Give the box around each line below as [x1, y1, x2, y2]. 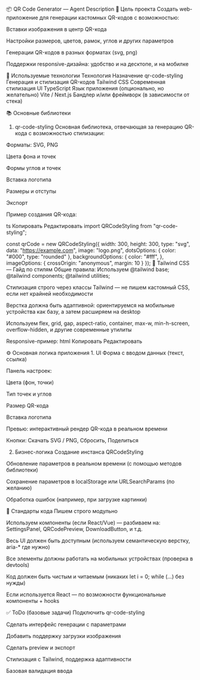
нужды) [6, 579, 26, 586]
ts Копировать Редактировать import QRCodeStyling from [6, 223, 152, 229]
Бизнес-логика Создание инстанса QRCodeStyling [14, 448, 144, 456]
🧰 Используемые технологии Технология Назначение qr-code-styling [6, 72, 183, 79]
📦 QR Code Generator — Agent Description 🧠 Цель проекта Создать [6, 5, 179, 13]
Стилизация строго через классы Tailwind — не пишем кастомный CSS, [6, 284, 190, 291]
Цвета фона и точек [6, 153, 57, 160]
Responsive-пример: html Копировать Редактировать [6, 338, 142, 345]
